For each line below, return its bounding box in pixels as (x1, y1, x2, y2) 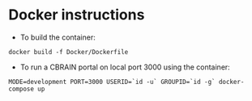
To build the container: (19, 32, 96, 42)
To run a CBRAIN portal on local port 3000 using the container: (19, 62, 231, 72)
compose (8, 85, 35, 93)
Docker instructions (8, 6, 145, 24)
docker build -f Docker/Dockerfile (8, 48, 129, 56)
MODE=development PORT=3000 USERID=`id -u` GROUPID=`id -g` (8, 78, 216, 86)
